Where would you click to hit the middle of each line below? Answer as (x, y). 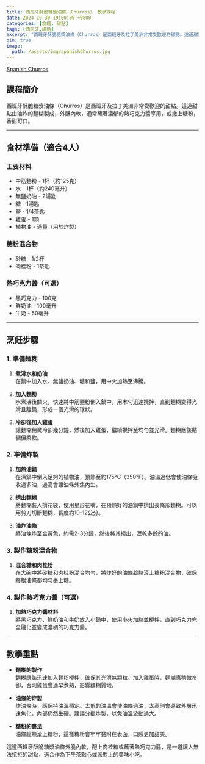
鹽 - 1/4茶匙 (30, 212)
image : (15, 46)
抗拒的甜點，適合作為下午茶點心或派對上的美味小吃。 (78, 755)
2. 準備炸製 (23, 455)
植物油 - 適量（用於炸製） (48, 227)
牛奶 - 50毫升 (32, 313)
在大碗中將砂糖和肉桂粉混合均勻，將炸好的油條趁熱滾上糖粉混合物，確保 (106, 573)
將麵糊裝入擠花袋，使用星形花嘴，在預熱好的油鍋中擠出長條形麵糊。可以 (106, 505)
